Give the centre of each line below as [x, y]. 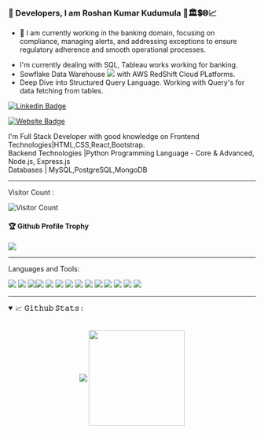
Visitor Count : [31, 192]
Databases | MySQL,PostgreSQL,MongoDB [78, 170]
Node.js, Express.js [39, 162]
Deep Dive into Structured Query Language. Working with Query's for [132, 82]
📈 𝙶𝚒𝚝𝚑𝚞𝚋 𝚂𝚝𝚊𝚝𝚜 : [49, 308]
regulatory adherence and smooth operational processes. [113, 49]
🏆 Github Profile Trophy [48, 226]
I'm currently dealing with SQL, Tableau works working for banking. [128, 65]
